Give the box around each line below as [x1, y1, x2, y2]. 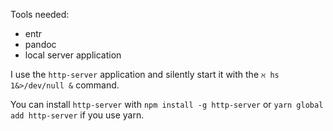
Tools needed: [10, 9, 70, 20]
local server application [24, 49, 122, 61]
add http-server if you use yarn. [10, 109, 145, 121]
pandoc [24, 39, 57, 50]
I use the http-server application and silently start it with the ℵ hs [10, 69, 280, 80]
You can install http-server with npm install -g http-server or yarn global [10, 99, 324, 110]
